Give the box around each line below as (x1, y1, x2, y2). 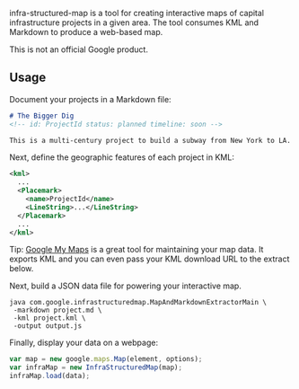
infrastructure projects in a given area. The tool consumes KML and (9, 17, 259, 28)
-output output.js (13, 322, 83, 331)
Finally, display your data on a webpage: (9, 337, 159, 349)
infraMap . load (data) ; (9, 372, 91, 381)
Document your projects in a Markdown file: (9, 93, 172, 104)
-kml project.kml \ (13, 314, 87, 323)
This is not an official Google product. (9, 44, 148, 55)
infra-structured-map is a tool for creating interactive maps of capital (9, 8, 265, 18)
